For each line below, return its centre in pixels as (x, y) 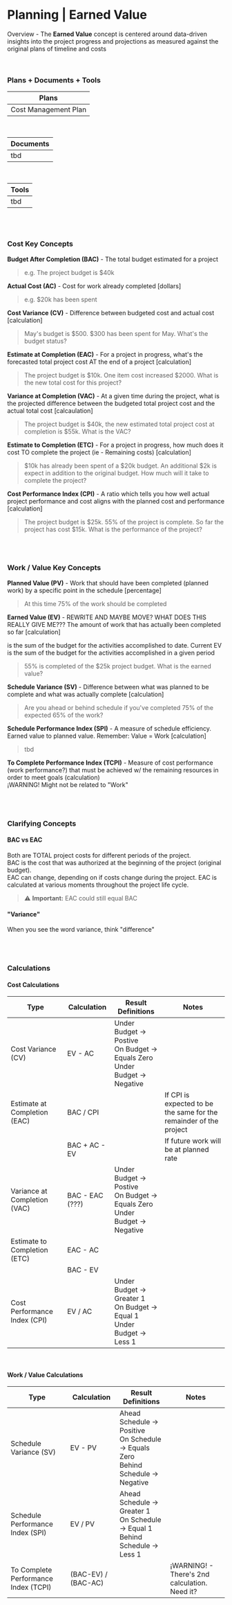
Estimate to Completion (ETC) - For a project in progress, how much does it (115, 445)
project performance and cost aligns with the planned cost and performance (116, 501)
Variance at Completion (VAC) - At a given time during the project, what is (113, 396)
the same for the (191, 1112)
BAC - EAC (85, 1196)
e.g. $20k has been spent (61, 299)
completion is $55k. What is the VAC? (77, 431)
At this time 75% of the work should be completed (95, 603)
